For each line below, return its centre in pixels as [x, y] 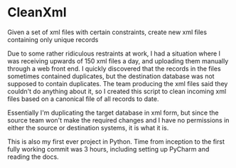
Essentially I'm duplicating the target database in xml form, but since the [113, 112]
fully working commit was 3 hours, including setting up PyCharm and [108, 149]
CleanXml [37, 12]
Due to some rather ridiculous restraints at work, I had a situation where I [114, 53]
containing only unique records [53, 39]
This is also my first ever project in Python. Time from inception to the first [116, 141]
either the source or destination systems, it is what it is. [88, 127]
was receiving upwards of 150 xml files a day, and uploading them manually [118, 61]
